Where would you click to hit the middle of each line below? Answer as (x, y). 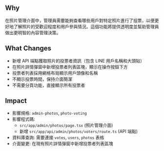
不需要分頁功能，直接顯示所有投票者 (49, 85)
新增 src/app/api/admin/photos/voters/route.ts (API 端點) (79, 131)
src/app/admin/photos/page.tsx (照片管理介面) (66, 125)
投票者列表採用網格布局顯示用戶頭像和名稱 (55, 73)
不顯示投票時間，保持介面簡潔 (42, 79)
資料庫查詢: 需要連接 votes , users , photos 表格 (58, 138)
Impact (16, 101)
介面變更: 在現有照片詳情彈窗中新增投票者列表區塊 (62, 144)
